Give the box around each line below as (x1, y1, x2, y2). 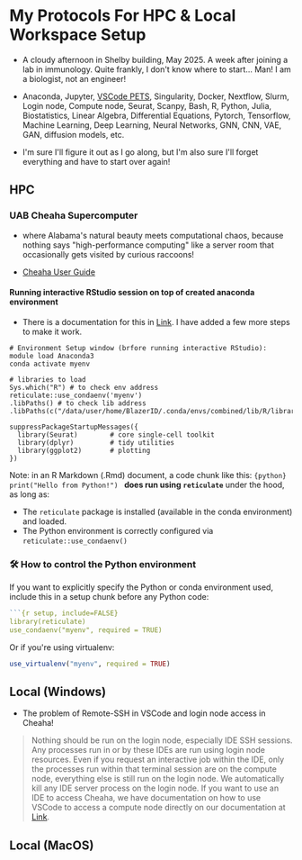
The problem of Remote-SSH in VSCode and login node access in (22, 708, 266, 719)
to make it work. (22, 326, 83, 337)
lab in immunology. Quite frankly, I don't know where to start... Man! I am (22, 64, 292, 75)
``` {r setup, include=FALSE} (9, 609, 119, 618)
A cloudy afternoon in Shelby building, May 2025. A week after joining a (22, 54, 289, 65)
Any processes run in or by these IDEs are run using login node (31, 745, 265, 756)
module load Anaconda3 (9, 351, 94, 360)
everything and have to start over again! (22, 156, 171, 167)
